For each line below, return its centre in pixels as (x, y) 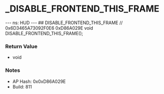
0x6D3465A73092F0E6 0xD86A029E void (49, 28)
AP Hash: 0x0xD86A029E (39, 81)
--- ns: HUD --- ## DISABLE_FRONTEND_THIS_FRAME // (64, 23)
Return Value (21, 46)
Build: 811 (22, 86)
